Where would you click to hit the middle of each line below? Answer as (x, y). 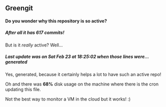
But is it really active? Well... (34, 45)
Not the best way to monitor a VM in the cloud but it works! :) (68, 99)
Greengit (19, 8)
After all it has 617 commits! (35, 32)
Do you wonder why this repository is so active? (56, 21)
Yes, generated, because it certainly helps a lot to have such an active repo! (83, 74)
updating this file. (23, 89)
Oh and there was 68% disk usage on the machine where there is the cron (82, 84)
